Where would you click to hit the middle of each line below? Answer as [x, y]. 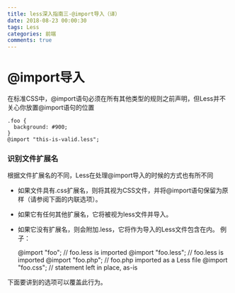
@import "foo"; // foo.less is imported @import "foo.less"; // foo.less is [121, 253]
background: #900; [41, 127]
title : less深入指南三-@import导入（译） [64, 14]
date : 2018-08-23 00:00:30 [47, 21]
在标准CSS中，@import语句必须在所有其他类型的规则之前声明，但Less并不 [117, 99]
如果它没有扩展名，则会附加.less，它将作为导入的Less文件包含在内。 [118, 230]
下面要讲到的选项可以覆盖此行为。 [57, 282]
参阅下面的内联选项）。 [69, 199]
